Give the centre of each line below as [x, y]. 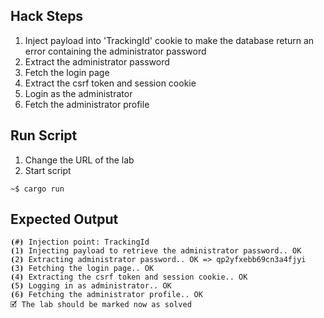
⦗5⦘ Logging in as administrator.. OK [91, 286]
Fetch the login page [67, 72]
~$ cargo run [37, 189]
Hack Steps [47, 16]
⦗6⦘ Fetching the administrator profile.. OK [106, 295]
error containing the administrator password [115, 51]
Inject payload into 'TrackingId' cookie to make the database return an [169, 40]
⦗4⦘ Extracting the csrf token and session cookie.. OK [129, 277]
